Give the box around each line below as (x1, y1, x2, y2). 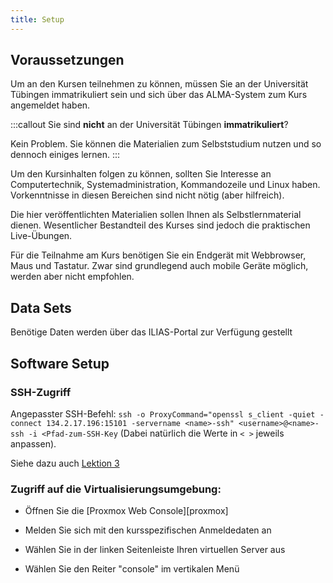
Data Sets (10, 299, 72, 316)
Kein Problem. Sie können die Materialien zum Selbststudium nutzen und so (10, 138, 322, 150)
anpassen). (10, 437, 57, 450)
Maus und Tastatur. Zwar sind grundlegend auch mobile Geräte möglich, (10, 260, 309, 272)
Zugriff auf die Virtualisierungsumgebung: (10, 482, 222, 496)
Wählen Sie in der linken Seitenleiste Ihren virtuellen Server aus (24, 544, 286, 556)
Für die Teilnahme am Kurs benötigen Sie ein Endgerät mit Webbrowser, (10, 249, 307, 261)
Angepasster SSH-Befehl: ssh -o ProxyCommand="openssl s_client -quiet (10, 407, 316, 420)
